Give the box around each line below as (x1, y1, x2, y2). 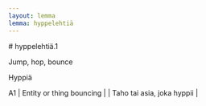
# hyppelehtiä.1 (8, 41, 59, 51)
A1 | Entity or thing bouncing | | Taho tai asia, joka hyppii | (8, 88, 199, 97)
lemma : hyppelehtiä (8, 19, 74, 27)
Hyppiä (8, 72, 32, 82)
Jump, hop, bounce (8, 57, 73, 67)
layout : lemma (8, 11, 56, 20)
